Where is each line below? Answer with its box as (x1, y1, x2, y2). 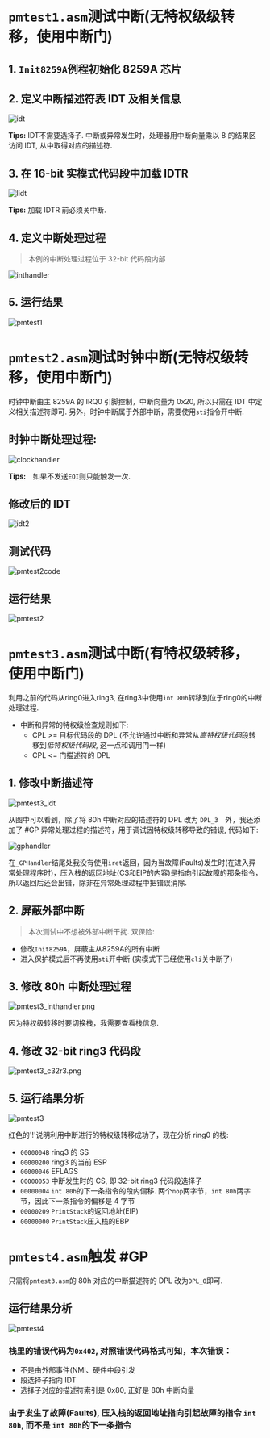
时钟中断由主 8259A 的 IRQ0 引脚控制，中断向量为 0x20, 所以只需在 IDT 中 (8, 396, 255, 406)
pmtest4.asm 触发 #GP (8, 1248, 149, 1266)
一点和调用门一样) (106, 740, 167, 750)
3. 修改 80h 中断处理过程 (8, 980, 131, 993)
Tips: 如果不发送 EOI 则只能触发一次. (8, 471, 131, 481)
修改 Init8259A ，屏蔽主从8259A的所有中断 (19, 943, 160, 953)
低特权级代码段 (46, 740, 97, 750)
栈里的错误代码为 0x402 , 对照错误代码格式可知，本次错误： (8, 1345, 232, 1356)
